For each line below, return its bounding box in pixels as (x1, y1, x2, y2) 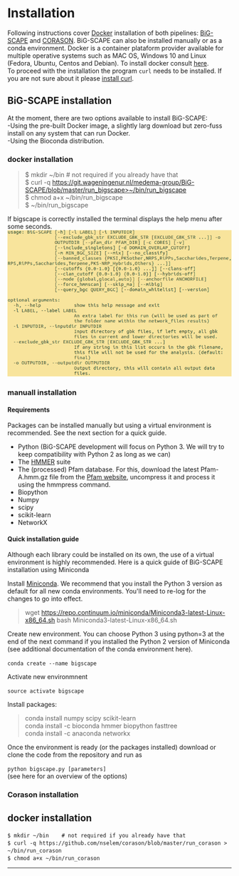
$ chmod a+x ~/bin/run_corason (7, 855, 100, 862)
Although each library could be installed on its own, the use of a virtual (7, 551, 215, 559)
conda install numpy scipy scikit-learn (24, 714, 137, 723)
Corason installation (7, 790, 79, 800)
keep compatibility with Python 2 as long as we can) (17, 450, 171, 459)
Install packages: (7, 701, 57, 709)
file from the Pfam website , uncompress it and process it (49, 473, 216, 482)
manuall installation (7, 387, 77, 397)
